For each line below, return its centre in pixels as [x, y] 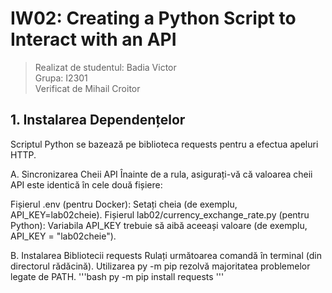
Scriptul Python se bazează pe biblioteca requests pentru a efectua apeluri [164, 144]
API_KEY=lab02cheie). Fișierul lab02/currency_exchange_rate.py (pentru [160, 214]
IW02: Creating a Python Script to [153, 18]
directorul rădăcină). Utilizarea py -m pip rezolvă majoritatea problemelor [160, 266]
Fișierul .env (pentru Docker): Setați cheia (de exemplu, [124, 204]
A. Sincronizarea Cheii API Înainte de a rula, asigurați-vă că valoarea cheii [161, 174]
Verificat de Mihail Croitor [87, 88]
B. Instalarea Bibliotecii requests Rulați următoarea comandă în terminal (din [166, 255]
